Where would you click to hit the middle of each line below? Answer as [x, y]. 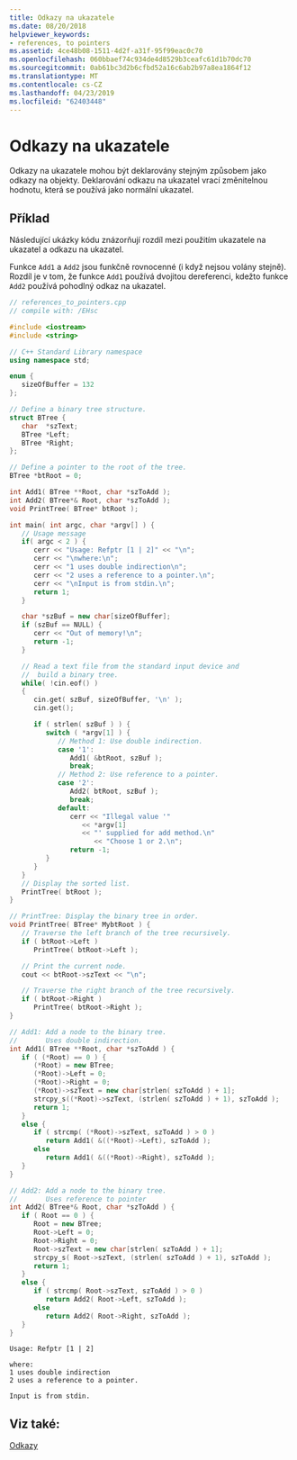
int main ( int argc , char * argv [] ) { [82, 525]
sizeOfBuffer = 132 [58, 385]
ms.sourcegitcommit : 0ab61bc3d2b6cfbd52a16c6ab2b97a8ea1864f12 [130, 68]
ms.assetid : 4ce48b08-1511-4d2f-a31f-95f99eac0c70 [106, 51]
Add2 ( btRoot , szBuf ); [114, 791]
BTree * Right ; [48, 443]
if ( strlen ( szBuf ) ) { [81, 725]
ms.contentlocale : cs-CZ [56, 85]
